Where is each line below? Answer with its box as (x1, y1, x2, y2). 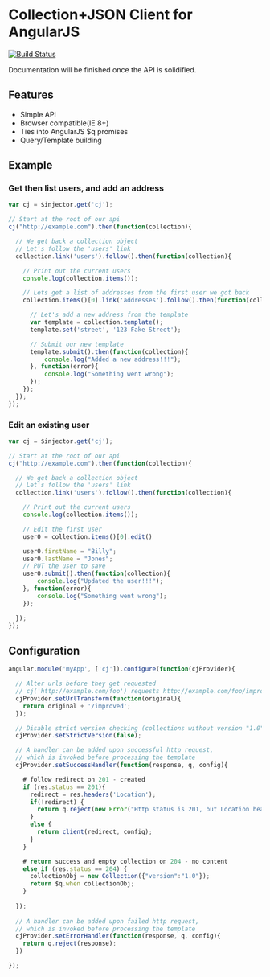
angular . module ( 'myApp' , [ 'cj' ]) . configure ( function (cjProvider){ (8, 665, 235, 673)
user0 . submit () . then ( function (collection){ (22, 569, 171, 578)
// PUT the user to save (22, 562, 106, 570)
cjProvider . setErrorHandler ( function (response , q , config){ (15, 932, 221, 940)
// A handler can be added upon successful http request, (15, 746, 215, 754)
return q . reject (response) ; (22, 939, 117, 948)
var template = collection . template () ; (29, 318, 163, 326)
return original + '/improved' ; (22, 702, 131, 710)
